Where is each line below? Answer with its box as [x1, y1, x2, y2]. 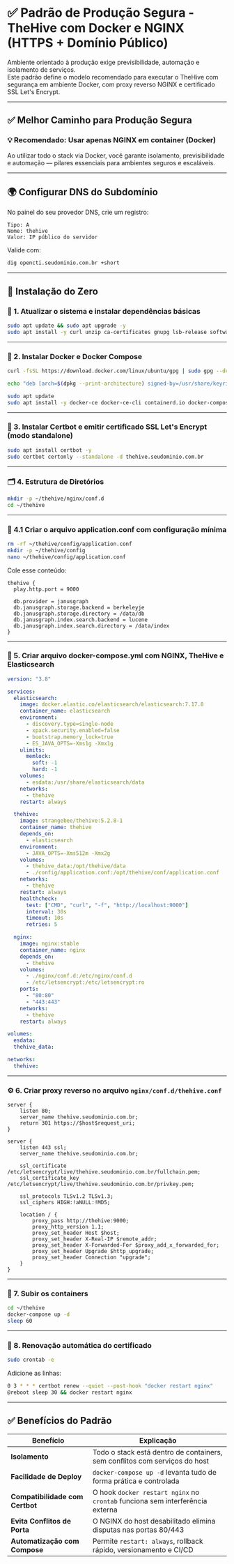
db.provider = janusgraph [13, 598, 89, 605]
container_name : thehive [19, 824, 92, 831]
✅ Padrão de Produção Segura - [7, 5, 195, 21]
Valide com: [7, 246, 41, 255]
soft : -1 [32, 759, 58, 766]
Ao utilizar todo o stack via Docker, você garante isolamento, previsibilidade [7, 151, 225, 160]
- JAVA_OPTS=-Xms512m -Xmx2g [25, 849, 111, 857]
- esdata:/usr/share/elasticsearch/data [25, 779, 145, 786]
